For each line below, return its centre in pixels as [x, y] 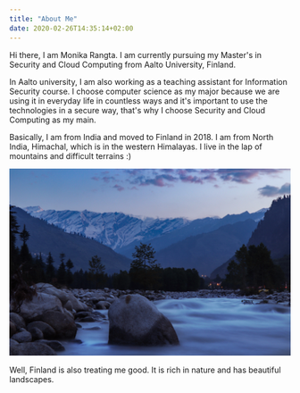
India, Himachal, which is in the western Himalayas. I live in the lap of [136, 146]
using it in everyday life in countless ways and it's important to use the [138, 100]
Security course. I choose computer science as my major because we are [145, 91]
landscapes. [32, 380]
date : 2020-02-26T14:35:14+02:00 [71, 28]
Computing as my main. [53, 120]
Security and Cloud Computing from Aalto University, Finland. [123, 64]
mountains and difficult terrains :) [71, 155]
